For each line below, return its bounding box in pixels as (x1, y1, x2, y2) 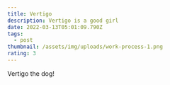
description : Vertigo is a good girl (7, 17, 119, 24)
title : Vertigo (7, 10, 52, 18)
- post (13, 37, 33, 44)
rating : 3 (7, 50, 37, 57)
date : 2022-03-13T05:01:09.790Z (7, 23, 103, 30)
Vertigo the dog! (7, 69, 55, 78)
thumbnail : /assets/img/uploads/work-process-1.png (7, 43, 163, 50)
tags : (7, 30, 23, 38)
